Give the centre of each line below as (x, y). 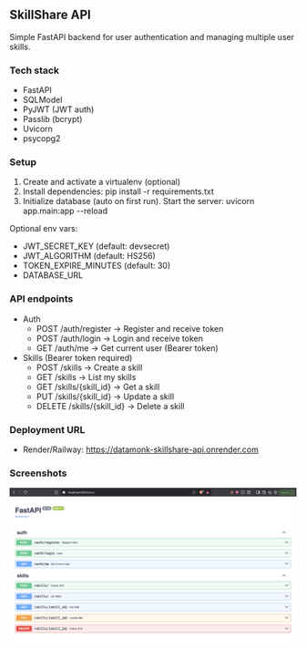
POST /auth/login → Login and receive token (119, 338)
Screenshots (38, 473)
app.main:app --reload (65, 211)
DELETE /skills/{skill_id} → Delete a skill (110, 406)
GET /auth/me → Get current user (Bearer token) (127, 348)
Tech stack (34, 70)
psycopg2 (41, 139)
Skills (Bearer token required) (77, 357)
